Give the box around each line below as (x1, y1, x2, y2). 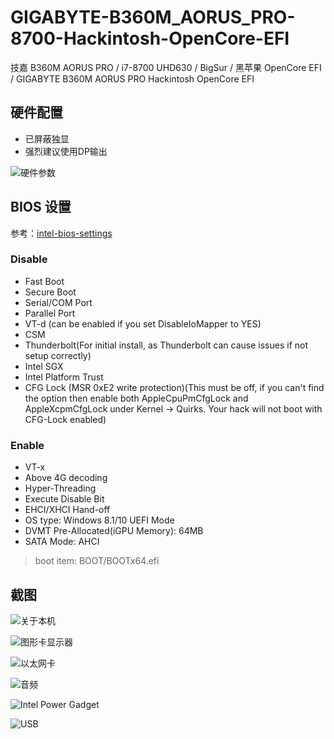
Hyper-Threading (24, 482, 97, 495)
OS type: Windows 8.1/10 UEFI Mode (24, 514, 175, 526)
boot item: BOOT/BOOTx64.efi (34, 555, 160, 567)
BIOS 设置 (10, 199, 72, 216)
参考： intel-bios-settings (10, 227, 113, 239)
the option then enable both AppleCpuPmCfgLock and (24, 392, 249, 404)
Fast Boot (24, 275, 65, 287)
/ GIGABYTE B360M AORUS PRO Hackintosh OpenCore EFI (10, 72, 255, 85)
